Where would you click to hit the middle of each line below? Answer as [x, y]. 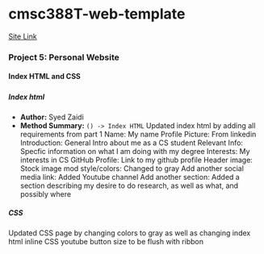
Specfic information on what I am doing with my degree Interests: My [135, 152]
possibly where [45, 194]
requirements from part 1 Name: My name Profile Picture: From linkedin [138, 135]
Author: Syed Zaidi [52, 117]
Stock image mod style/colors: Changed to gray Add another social [132, 169]
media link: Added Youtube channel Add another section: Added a [130, 177]
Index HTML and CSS [44, 77]
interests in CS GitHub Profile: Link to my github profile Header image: [136, 160]
